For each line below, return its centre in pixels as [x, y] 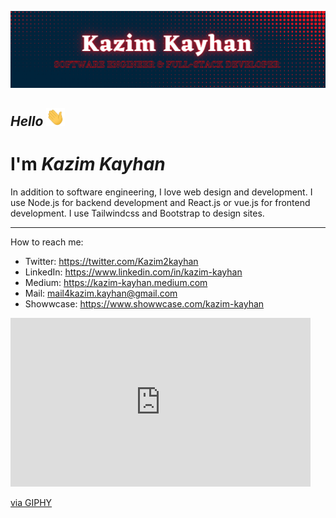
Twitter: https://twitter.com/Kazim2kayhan [111, 261]
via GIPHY [31, 502]
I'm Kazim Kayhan [88, 164]
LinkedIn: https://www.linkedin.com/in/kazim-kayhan [133, 272]
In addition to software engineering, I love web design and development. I [161, 192]
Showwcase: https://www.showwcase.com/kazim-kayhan [144, 304]
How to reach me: [47, 242]
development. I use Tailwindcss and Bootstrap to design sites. [137, 213]
